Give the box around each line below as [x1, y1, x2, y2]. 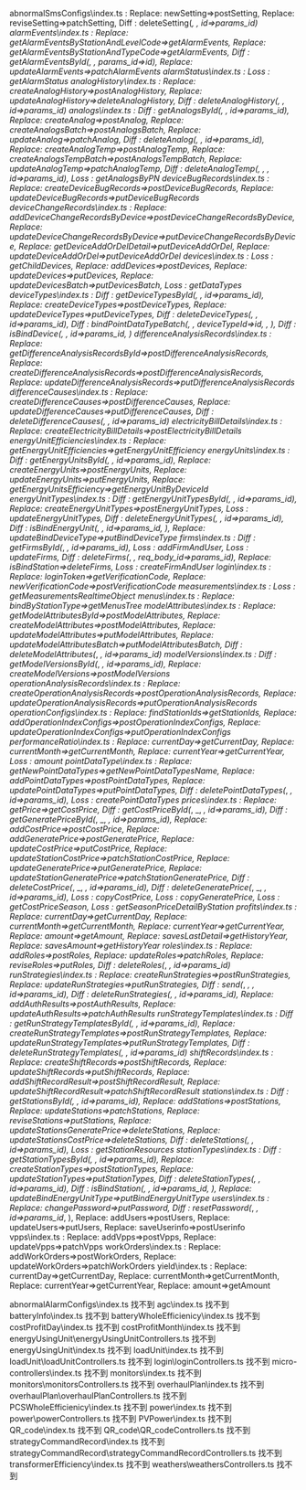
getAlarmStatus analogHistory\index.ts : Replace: [9, 76, 196, 86]
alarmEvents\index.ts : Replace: [9, 27, 129, 37]
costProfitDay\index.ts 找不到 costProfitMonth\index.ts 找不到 [9, 1322, 241, 1333]
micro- [271, 1357, 298, 1367]
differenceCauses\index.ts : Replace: [9, 387, 149, 397]
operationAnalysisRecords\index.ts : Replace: [9, 678, 181, 688]
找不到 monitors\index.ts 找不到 [83, 1368, 203, 1378]
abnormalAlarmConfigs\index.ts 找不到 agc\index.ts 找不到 [9, 1299, 230, 1310]
